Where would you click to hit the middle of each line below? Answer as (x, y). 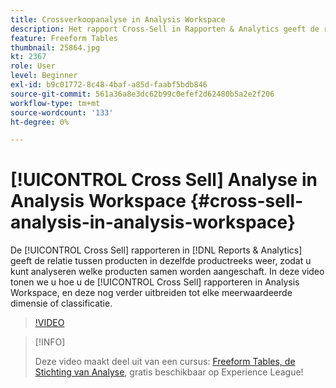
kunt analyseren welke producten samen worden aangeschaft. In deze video (167, 272)
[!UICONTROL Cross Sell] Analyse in (164, 180)
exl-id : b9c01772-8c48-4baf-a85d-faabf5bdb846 (109, 85)
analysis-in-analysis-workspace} (153, 222)
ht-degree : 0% (40, 122)
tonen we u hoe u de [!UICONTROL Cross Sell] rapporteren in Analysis (155, 282)
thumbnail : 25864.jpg (55, 47)
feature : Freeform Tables (64, 38)
